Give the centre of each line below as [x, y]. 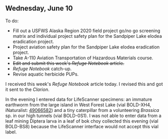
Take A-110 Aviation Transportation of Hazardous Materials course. [83, 58]
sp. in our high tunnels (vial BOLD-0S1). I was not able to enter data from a [83, 115]
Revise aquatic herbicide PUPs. [46, 74]
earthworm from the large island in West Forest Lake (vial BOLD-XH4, [78, 105]
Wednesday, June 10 [39, 8]
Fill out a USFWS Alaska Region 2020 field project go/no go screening [87, 31]
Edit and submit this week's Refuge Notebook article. [68, 63]
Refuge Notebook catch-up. [42, 68]
